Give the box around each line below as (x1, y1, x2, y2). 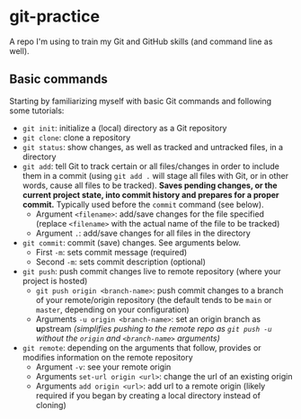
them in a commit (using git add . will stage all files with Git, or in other (22, 170, 289, 181)
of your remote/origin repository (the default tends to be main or (35, 294, 272, 305)
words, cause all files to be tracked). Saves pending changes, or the (22, 180, 278, 191)
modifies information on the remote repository (22, 352, 193, 362)
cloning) (35, 399, 67, 410)
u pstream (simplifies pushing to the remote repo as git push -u (35, 323, 272, 334)
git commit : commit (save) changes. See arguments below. (22, 236, 241, 248)
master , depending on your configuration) (35, 304, 190, 315)
